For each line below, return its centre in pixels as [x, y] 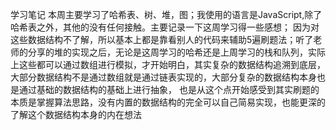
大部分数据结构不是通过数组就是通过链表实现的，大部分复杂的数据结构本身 [163, 77]
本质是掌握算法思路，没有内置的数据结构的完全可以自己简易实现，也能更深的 [168, 102]
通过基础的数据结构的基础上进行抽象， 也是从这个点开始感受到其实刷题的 [169, 89]
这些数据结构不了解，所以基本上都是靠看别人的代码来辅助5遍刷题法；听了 [162, 39]
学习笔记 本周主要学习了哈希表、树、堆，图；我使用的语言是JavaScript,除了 [166, 14]
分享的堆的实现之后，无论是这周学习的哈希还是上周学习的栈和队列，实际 [176, 52]
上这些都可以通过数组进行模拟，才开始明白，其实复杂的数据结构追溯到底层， [168, 64]
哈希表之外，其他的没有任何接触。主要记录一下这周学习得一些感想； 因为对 [165, 27]
